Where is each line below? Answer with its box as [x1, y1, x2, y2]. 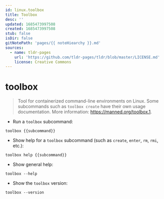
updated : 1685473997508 [5, 21, 56, 27]
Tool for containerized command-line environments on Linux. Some [17, 98, 159, 104]
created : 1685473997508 [5, 26, 56, 31]
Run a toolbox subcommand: [12, 119, 74, 125]
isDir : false [5, 36, 33, 41]
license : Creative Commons [14, 59, 72, 64]
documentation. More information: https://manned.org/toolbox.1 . [17, 109, 152, 115]
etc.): [12, 143, 24, 149]
